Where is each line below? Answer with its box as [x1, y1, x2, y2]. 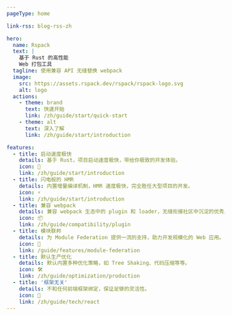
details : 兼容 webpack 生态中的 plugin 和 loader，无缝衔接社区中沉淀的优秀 [19, 208, 224, 215]
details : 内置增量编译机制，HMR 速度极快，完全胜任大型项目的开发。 [19, 183, 193, 189]
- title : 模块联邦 [12, 227, 62, 234]
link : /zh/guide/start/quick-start [24, 112, 128, 120]
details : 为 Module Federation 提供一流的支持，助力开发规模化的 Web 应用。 [19, 234, 224, 241]
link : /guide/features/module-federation [19, 247, 140, 254]
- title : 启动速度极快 [12, 150, 72, 158]
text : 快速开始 [24, 106, 65, 113]
